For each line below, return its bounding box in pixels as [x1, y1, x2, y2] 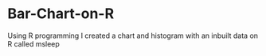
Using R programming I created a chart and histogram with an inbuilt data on [7, 31, 259, 40]
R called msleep [7, 39, 61, 48]
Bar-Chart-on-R [7, 5, 115, 23]
